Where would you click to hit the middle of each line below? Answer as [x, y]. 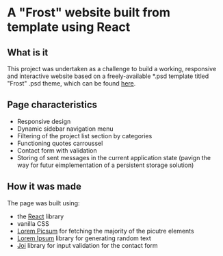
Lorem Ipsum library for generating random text [84, 238]
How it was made [44, 187]
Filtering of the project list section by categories [84, 136]
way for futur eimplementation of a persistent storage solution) [105, 165]
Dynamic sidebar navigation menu [65, 129]
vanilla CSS [33, 223]
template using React [69, 27]
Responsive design [44, 121]
